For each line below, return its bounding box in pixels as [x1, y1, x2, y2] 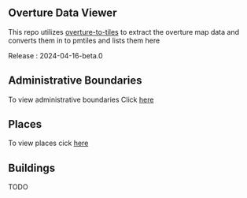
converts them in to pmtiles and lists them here [8, 35, 160, 45]
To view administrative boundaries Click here [8, 95, 154, 104]
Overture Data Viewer [8, 6, 117, 20]
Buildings [8, 161, 56, 174]
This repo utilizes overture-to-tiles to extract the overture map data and [8, 27, 240, 36]
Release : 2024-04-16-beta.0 [8, 50, 104, 60]
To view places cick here [8, 138, 89, 148]
